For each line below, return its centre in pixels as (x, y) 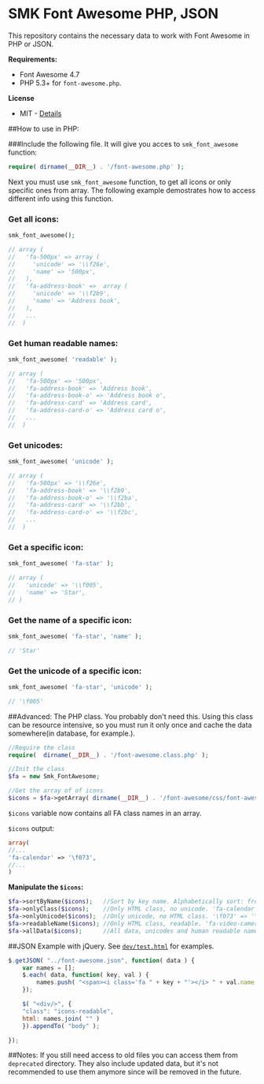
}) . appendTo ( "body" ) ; (61, 1026)
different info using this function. (61, 199)
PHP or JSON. (31, 43)
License (22, 98)
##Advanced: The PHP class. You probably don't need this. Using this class (131, 716)
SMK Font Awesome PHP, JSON (113, 14)
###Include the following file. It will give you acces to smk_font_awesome (123, 143)
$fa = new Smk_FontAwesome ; (54, 777)
